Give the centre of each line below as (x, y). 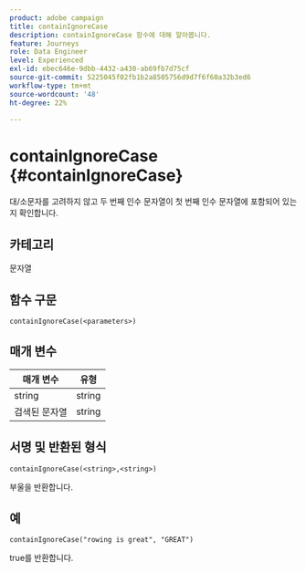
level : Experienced (47, 60)
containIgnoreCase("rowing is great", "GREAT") (102, 540)
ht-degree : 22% (38, 103)
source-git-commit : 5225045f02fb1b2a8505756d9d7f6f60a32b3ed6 (130, 78)
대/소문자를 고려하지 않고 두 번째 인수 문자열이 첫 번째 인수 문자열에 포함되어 (145, 202)
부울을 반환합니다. (42, 487)
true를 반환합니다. (42, 558)
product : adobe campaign (57, 18)
